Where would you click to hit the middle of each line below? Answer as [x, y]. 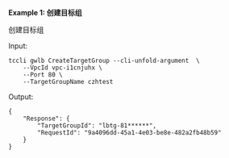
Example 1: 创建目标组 [45, 12]
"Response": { [46, 118]
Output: [21, 97]
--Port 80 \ [43, 75]
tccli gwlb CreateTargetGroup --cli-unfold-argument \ [104, 60]
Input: [18, 46]
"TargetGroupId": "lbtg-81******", [97, 126]
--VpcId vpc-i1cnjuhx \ [63, 68]
